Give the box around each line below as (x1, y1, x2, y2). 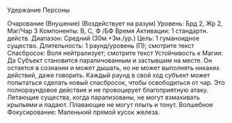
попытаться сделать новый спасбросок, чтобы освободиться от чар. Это (7, 79, 226, 86)
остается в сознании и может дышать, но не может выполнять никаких (7, 64, 220, 72)
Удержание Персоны (7, 6, 70, 14)
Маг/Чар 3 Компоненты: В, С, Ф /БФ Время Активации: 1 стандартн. (7, 27, 208, 35)
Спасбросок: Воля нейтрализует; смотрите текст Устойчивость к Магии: (7, 49, 224, 57)
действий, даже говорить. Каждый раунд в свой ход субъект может (7, 71, 210, 79)
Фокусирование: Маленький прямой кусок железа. (7, 108, 160, 116)
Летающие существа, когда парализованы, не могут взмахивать (7, 93, 200, 101)
